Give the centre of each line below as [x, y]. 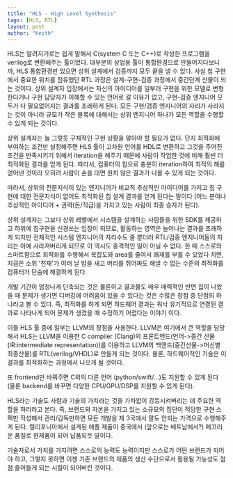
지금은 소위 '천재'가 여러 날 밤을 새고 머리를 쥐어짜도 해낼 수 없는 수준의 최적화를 [115, 263]
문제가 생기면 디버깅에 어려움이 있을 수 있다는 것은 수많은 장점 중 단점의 [118, 296]
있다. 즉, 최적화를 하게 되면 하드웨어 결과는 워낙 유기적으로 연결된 [129, 304]
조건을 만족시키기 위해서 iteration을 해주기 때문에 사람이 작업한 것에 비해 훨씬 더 [115, 156]
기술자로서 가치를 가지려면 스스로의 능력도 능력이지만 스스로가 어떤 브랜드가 [110, 450]
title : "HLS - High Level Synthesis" [62, 14]
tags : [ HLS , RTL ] [32, 20]
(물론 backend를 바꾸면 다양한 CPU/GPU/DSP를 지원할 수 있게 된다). [101, 386]
